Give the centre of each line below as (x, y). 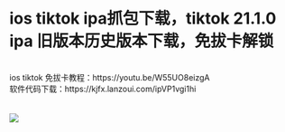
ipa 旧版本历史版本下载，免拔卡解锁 (142, 41)
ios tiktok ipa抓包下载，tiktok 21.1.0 (143, 19)
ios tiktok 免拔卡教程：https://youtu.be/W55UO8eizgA (110, 77)
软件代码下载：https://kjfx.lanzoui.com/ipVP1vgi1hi (103, 89)
